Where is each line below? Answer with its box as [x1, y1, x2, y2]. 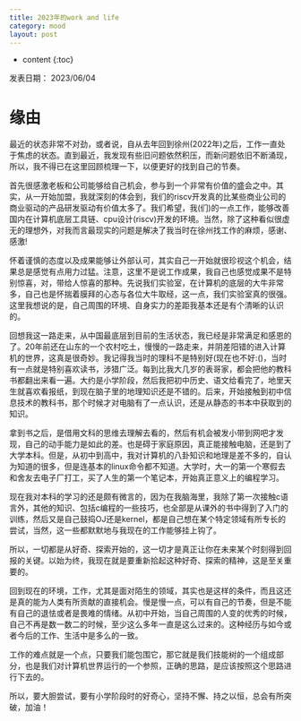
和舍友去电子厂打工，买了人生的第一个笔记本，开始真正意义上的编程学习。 [9, 472, 284, 484]
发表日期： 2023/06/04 [9, 73, 96, 83]
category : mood [9, 21, 66, 30]
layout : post [9, 30, 58, 39]
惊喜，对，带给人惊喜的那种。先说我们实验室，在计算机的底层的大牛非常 [16, 278, 284, 288]
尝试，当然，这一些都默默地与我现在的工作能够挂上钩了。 [9, 525, 221, 536]
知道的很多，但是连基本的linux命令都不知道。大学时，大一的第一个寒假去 [16, 461, 286, 472]
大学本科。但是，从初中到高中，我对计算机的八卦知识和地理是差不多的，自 [9, 450, 284, 461]
